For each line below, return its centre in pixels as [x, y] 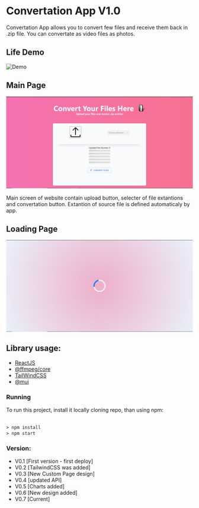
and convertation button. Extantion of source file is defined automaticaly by [98, 204]
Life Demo [25, 53]
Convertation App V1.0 [63, 11]
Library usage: [33, 348]
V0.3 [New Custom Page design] [54, 474]
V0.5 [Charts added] [40, 487]
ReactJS [25, 362]
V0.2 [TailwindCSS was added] [52, 468]
